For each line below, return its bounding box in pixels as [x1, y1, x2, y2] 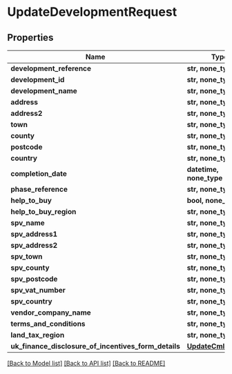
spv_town [10, 252, 43, 261]
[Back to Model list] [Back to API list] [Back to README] [7, 360, 166, 367]
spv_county [10, 263, 50, 273]
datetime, [186, 165, 219, 174]
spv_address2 [10, 241, 58, 250]
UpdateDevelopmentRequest [7, 4, 177, 20]
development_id [10, 75, 65, 84]
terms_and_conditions [10, 319, 86, 328]
